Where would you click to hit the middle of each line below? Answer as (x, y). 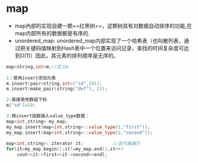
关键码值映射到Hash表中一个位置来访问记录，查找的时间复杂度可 (105, 48)
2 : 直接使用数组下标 (27, 100)
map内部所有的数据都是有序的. (52, 33)
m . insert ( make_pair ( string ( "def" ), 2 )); (57, 89)
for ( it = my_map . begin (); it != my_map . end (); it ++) (65, 149)
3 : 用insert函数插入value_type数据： (48, 116)
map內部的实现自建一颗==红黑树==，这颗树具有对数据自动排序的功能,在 (103, 26)
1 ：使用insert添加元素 (31, 78)
